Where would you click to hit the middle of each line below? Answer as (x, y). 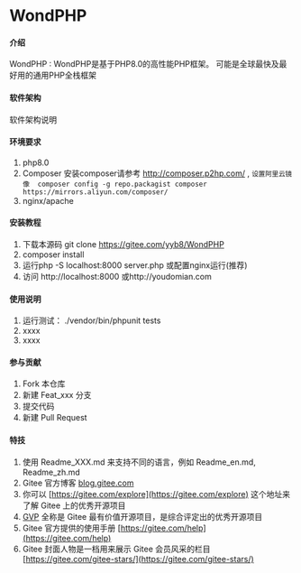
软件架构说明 (33, 119)
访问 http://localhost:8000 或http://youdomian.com (117, 277)
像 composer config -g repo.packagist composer (114, 184)
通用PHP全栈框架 (65, 75)
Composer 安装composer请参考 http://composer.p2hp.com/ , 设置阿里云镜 (157, 173)
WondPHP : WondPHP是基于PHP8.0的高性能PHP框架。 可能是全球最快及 (144, 64)
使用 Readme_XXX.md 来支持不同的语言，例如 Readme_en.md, (139, 462)
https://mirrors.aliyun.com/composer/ (95, 192)
